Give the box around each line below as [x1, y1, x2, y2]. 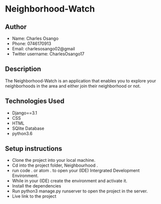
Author [5, 23, 27, 31]
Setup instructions [5, 144, 62, 153]
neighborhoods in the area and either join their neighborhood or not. [5, 83, 141, 89]
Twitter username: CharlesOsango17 [12, 51, 85, 57]
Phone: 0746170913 [12, 41, 52, 47]
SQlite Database [12, 125, 44, 131]
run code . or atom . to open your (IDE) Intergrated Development [12, 168, 140, 173]
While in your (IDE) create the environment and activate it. [12, 178, 128, 184]
